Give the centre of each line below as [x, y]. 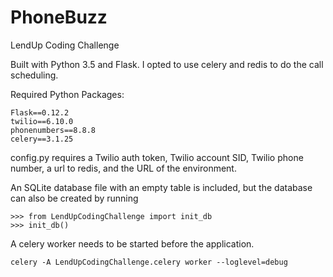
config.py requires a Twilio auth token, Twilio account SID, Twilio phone [157, 157]
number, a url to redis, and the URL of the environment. [123, 168]
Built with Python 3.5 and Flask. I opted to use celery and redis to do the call [167, 64]
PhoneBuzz [59, 17]
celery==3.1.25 [42, 139]
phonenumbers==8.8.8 [53, 130]
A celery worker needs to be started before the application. [132, 243]
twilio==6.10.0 [42, 121]
